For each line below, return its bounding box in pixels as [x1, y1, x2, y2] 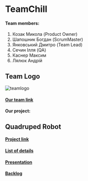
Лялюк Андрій [12, 58, 43, 64]
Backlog [5, 171, 22, 177]
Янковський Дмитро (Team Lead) [12, 42, 83, 48]
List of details [5, 148, 34, 154]
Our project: [5, 108, 31, 114]
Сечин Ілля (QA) [12, 47, 46, 53]
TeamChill [5, 3, 48, 15]
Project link [5, 136, 29, 142]
